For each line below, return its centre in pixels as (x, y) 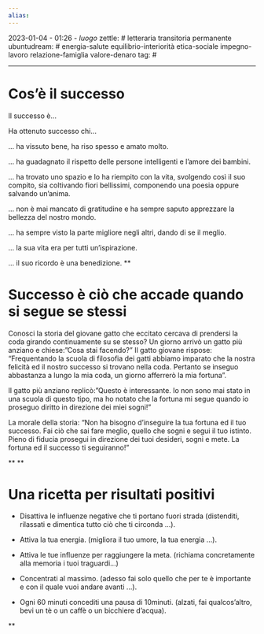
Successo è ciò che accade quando (126, 294)
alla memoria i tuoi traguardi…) (69, 563)
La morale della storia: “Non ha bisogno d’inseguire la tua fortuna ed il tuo (127, 422)
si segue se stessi (68, 311)
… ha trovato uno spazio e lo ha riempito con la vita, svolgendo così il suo (127, 176)
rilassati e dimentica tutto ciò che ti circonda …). (97, 525)
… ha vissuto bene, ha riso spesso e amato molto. (88, 146)
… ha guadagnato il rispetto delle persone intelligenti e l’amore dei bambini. (130, 161)
